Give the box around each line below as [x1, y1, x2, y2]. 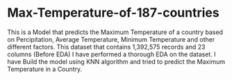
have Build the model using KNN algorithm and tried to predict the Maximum [7, 57, 226, 65]
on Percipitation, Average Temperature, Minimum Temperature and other [7, 35, 215, 43]
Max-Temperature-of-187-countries [7, 5, 220, 21]
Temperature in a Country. [7, 65, 83, 73]
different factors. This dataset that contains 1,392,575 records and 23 [7, 42, 206, 51]
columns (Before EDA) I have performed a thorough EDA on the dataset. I [7, 50, 217, 58]
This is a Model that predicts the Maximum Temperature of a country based [7, 28, 224, 36]
